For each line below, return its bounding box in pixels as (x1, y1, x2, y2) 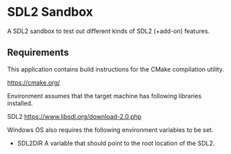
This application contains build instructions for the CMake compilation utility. (7, 65, 224, 73)
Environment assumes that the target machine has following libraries (7, 91, 202, 100)
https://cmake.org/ (7, 78, 61, 87)
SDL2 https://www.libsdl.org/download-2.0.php (7, 112, 142, 120)
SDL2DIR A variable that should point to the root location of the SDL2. (17, 139, 215, 147)
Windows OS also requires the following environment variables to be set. (7, 125, 214, 134)
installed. (7, 99, 33, 107)
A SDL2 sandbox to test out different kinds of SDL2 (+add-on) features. (7, 27, 210, 35)
